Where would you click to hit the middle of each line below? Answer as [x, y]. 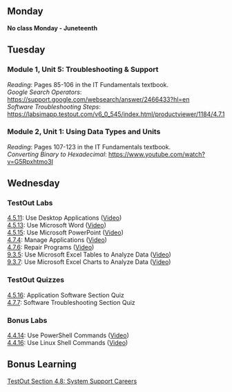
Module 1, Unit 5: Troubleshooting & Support [83, 70]
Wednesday [33, 184]
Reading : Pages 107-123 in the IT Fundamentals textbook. [89, 147]
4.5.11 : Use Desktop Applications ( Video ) [65, 218]
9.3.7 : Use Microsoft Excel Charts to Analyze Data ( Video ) [89, 262]
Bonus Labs [27, 320]
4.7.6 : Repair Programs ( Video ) [51, 248]
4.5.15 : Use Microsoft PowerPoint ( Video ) [66, 233]
